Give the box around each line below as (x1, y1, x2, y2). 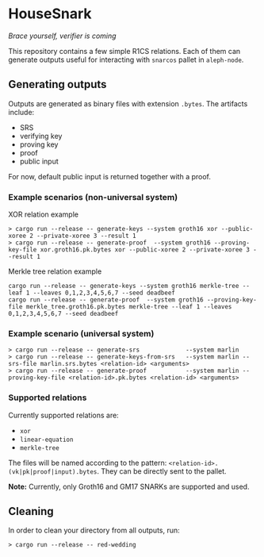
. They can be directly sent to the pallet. (96, 466, 228, 476)
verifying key (19, 131, 63, 140)
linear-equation (19, 436, 74, 444)
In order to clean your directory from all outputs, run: (8, 525, 180, 536)
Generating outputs (8, 78, 107, 91)
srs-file (8, 360, 37, 368)
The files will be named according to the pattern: (8, 458, 167, 467)
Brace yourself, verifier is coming (8, 31, 117, 40)
